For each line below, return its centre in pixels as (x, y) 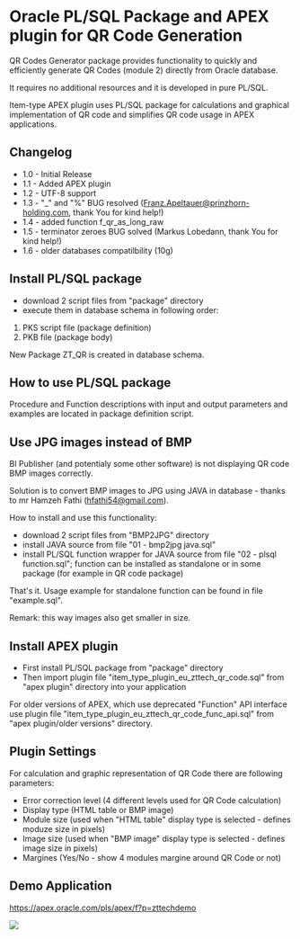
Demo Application (61, 886)
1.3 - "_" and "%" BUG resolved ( (83, 202)
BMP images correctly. (51, 473)
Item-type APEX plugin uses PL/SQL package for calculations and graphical (150, 104)
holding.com (45, 212)
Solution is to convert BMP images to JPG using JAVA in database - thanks (147, 491)
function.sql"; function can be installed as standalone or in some (141, 564)
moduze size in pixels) (64, 828)
